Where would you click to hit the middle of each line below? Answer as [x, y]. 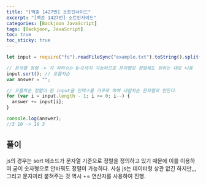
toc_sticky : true [29, 40]
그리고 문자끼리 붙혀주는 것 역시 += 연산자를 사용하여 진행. [76, 176]
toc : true [19, 35]
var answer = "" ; [29, 79]
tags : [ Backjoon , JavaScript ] [45, 29]
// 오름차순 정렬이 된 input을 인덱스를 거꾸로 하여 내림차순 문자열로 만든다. [92, 90]
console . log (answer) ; [34, 118]
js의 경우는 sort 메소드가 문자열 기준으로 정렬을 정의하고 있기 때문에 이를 [93, 161]
